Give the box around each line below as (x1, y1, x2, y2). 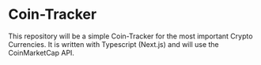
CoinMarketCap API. (8, 48, 75, 57)
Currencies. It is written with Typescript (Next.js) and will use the (8, 39, 219, 49)
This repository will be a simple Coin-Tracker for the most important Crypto (8, 31, 253, 41)
